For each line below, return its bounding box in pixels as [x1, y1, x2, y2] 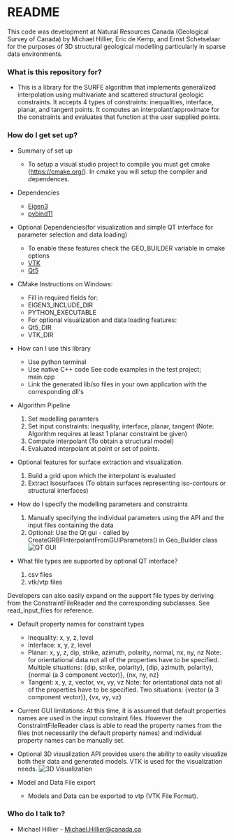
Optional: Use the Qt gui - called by [27, 528, 130, 536]
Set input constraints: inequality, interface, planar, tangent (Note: [27, 421, 214, 430]
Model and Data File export [17, 778, 96, 786]
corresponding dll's [27, 387, 85, 395]
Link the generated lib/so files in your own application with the [27, 379, 207, 388]
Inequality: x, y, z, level [27, 633, 94, 641]
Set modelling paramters [27, 414, 99, 423]
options [27, 251, 50, 260]
